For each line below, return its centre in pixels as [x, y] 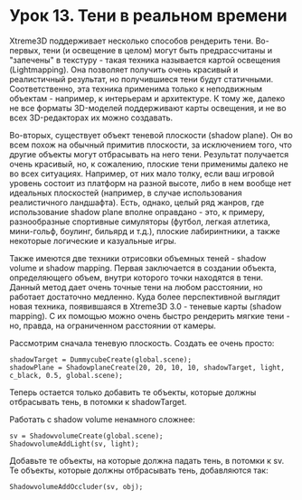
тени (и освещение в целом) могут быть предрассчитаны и [157, 50]
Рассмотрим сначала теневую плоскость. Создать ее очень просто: [142, 343]
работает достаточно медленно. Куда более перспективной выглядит [145, 297]
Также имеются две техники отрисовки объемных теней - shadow [138, 258]
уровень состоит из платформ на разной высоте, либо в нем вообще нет [151, 183]
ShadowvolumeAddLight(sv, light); [75, 444]
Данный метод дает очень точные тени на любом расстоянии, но [136, 287]
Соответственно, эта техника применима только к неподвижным [136, 89]
